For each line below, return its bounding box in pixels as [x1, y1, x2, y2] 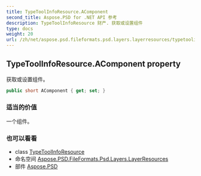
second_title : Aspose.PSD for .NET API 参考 [6, 14, 117, 20]
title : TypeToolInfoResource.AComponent [6, 8, 109, 15]
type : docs [6, 25, 33, 32]
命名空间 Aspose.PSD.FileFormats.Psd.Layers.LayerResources [14, 156, 169, 163]
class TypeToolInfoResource [14, 148, 85, 156]
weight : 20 [6, 31, 33, 37]
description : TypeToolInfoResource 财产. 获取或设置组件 [6, 20, 143, 26]
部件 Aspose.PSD [14, 163, 58, 170]
